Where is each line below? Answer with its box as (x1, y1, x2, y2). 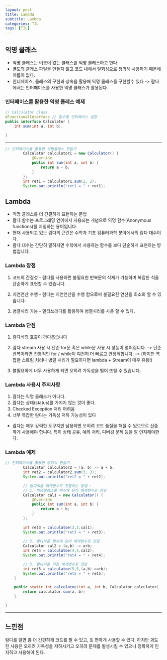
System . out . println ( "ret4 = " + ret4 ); (23, 553, 106, 558)
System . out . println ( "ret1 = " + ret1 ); (23, 183, 106, 188)
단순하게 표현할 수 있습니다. (12, 280, 66, 286)
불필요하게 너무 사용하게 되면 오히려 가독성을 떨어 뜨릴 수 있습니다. (12, 367, 141, 374)
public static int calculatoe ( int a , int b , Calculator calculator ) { (14, 585, 164, 590)
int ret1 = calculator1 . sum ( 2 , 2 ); (23, 179, 97, 184)
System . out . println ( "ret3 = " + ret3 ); (23, 529, 106, 534)
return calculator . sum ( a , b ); (23, 589, 85, 594)
